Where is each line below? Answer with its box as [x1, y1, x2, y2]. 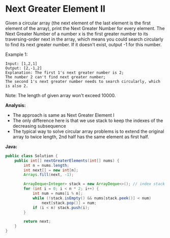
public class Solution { [5, 153, 58, 158]
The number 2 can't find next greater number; [5, 74, 106, 79]
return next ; [23, 219, 51, 224]
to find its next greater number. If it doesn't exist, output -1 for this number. [5, 41, 162, 47]
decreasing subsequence [12, 123, 66, 129]
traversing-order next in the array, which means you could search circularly [5, 36, 164, 42]
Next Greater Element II [5, 3, 106, 15]
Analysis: [5, 102, 26, 108]
